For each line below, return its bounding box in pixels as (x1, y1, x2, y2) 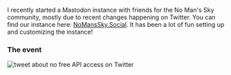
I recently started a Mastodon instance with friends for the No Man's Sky (7, 6, 214, 14)
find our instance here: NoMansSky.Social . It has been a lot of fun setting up (7, 21, 225, 28)
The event (7, 45, 42, 54)
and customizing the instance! (7, 28, 93, 36)
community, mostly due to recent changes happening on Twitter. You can (7, 13, 216, 21)
